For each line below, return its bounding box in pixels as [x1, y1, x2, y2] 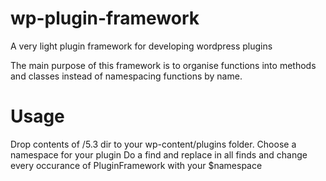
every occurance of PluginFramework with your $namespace [10, 159, 263, 171]
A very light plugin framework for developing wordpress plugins [10, 40, 273, 52]
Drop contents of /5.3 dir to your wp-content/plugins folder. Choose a [10, 138, 297, 150]
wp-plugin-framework [10, 7, 200, 30]
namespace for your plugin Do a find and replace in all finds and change [10, 148, 308, 161]
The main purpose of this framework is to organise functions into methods [10, 59, 317, 71]
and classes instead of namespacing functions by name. [10, 70, 243, 82]
